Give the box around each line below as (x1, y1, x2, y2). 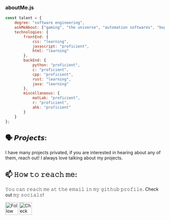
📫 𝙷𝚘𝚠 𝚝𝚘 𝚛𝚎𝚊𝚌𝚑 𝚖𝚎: (5, 170, 77, 179)
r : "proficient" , (32, 100, 69, 105)
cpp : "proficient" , (32, 72, 73, 77)
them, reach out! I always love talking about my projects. (5, 155, 123, 161)
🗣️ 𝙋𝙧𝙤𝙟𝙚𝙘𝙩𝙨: (5, 134, 47, 142)
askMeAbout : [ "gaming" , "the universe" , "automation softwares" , (14, 25, 155, 30)
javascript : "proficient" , (32, 43, 90, 49)
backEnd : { (23, 58, 47, 63)
